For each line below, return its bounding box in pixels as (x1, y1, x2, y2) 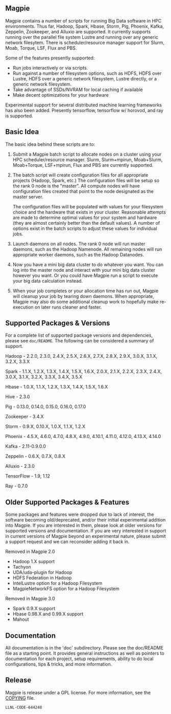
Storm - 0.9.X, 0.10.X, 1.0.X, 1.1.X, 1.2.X (5, 423, 86, 429)
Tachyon (12, 564, 32, 570)
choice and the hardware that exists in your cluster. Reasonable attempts (12, 209, 166, 215)
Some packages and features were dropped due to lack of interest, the (5, 511, 154, 517)
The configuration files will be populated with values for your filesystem (12, 203, 163, 209)
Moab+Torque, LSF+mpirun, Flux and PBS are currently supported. (12, 162, 154, 168)
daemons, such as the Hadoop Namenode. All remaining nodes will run (12, 246, 162, 252)
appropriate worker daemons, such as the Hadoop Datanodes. (12, 251, 144, 257)
